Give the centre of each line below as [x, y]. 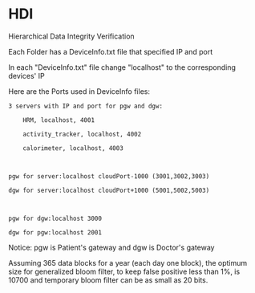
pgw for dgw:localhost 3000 [55, 218]
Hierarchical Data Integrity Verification [71, 36]
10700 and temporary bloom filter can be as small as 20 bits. [108, 280]
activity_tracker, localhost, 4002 [82, 134]
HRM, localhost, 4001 [59, 120]
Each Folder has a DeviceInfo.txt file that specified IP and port [111, 51]
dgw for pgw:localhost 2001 [55, 232]
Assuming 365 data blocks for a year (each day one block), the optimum [128, 262]
